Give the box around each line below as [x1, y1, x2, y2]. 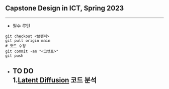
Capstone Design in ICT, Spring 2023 [5, 4, 124, 13]
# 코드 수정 [5, 43, 26, 48]
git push [5, 53, 24, 58]
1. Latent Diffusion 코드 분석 [12, 76, 97, 84]
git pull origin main [5, 38, 51, 43]
